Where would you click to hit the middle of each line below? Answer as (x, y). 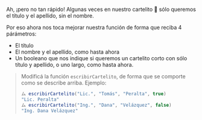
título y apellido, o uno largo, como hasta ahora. (74, 65)
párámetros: (21, 34)
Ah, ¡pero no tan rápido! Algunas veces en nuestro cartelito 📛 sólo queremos (101, 9)
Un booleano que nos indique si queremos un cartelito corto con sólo (101, 58)
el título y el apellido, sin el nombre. (50, 16)
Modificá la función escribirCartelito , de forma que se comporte (103, 76)
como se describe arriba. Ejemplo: (64, 83)
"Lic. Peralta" (40, 99)
